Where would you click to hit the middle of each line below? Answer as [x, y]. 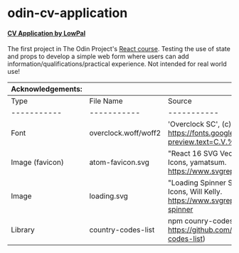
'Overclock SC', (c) [200, 124]
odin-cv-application [68, 13]
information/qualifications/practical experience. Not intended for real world [117, 64]
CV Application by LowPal [47, 33]
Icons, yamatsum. [197, 163]
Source [180, 101]
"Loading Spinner [197, 183]
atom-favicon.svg [119, 163]
